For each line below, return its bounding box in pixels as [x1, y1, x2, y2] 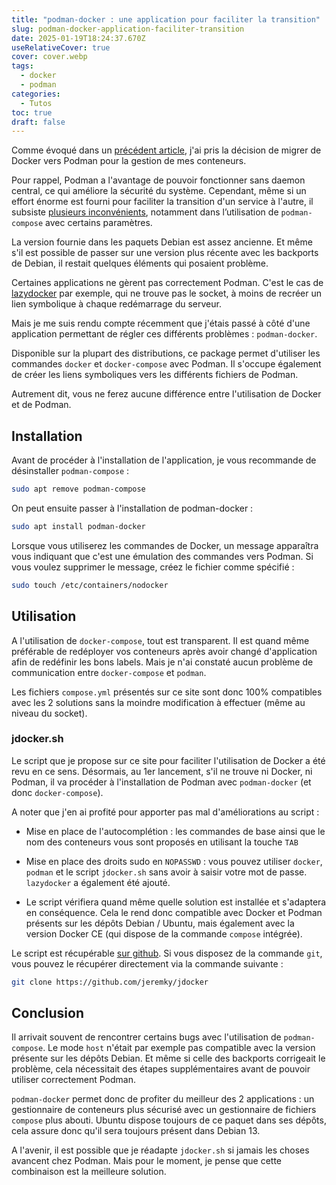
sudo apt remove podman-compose [11, 484, 146, 495]
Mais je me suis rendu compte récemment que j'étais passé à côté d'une [11, 317, 311, 330]
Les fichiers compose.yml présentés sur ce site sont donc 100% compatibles [11, 686, 323, 698]
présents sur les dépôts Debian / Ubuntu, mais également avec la [25, 917, 295, 929]
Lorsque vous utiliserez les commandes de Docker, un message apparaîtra [11, 539, 319, 551]
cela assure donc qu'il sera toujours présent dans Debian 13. [11, 1125, 261, 1137]
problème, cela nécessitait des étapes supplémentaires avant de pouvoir [11, 1063, 311, 1075]
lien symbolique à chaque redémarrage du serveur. [11, 298, 222, 310]
